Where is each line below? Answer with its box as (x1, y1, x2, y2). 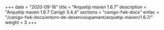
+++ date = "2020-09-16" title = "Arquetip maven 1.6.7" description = (5, 4, 147, 10)
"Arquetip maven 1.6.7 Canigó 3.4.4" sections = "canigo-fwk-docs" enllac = (5, 9, 160, 15)
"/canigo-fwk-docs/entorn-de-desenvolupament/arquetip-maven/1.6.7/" (5, 15, 153, 20)
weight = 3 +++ (5, 19, 37, 25)
